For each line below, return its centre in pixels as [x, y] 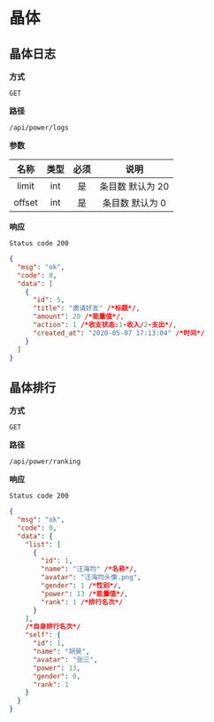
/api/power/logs [39, 128]
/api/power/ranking [45, 462]
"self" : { [43, 635]
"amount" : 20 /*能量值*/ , [78, 317]
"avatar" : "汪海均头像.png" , [91, 578]
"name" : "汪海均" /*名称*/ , [89, 569]
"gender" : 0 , [57, 676]
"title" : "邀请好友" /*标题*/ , [86, 308]
